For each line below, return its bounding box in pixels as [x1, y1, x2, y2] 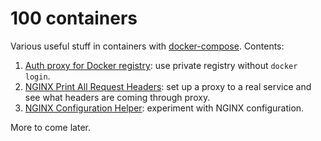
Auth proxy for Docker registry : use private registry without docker [24, 59, 298, 71]
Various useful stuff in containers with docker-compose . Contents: [10, 40, 285, 52]
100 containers [10, 7, 138, 30]
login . [24, 70, 51, 82]
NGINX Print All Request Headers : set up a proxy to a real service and [24, 80, 312, 92]
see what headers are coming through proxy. [24, 91, 211, 103]
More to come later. [10, 121, 91, 133]
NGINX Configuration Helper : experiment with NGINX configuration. [24, 102, 305, 114]
